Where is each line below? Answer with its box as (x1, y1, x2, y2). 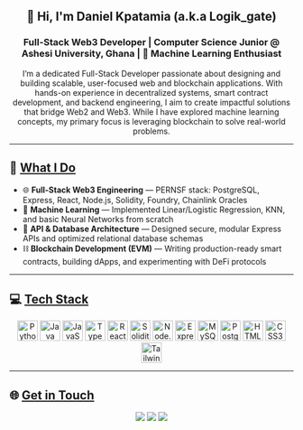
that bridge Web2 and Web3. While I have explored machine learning (23, 106, 280, 117)
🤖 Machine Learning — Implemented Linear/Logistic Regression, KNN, (22, 204, 286, 215)
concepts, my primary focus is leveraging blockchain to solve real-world (17, 116, 286, 126)
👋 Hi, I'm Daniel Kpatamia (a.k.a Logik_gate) (26, 9, 277, 24)
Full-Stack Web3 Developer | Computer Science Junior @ (23, 36, 280, 49)
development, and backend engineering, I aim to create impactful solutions (12, 97, 291, 107)
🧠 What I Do (9, 160, 77, 176)
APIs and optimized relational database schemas (22, 232, 204, 244)
